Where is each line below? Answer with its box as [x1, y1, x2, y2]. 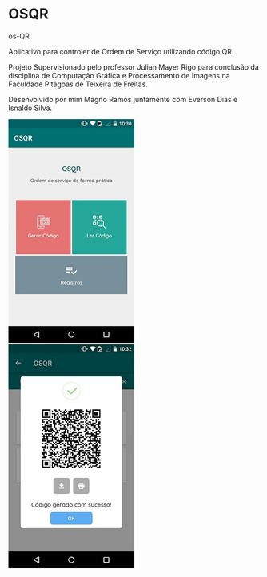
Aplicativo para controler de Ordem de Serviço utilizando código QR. [8, 46, 234, 56]
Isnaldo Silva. [8, 103, 53, 113]
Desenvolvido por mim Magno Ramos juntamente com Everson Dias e [8, 94, 238, 104]
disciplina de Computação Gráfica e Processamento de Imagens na [8, 70, 230, 80]
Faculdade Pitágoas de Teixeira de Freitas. [8, 79, 148, 89]
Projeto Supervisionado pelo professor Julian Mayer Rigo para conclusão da [8, 62, 260, 72]
